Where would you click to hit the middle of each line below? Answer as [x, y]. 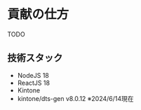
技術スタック [35, 58]
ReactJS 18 [34, 83]
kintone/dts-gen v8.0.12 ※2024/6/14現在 [76, 98]
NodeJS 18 [33, 75]
